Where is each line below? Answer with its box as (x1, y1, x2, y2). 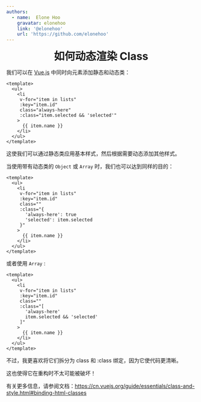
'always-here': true (25, 212, 77, 218)
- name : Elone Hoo (11, 14, 61, 20)
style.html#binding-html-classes (6, 389, 87, 397)
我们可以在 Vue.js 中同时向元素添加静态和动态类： (6, 69, 131, 76)
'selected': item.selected (25, 217, 93, 223)
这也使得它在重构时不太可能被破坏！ (6, 370, 96, 377)
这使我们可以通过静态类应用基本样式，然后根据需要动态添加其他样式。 (6, 150, 181, 157)
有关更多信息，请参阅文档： (6, 383, 75, 390)
